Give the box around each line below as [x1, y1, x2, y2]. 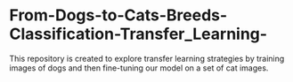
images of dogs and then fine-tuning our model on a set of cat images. [9, 63, 269, 73]
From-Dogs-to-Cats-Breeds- [9, 5, 228, 26]
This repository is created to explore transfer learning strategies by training [9, 53, 285, 63]
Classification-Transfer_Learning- [9, 24, 268, 44]
